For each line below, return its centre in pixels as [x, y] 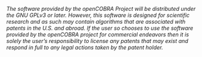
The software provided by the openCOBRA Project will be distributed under [101, 9]
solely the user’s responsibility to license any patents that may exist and [97, 41]
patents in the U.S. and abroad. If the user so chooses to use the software [100, 28]
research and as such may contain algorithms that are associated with [96, 22]
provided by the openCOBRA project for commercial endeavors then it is [98, 35]
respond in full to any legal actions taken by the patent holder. [85, 47]
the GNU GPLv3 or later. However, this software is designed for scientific [98, 15]
